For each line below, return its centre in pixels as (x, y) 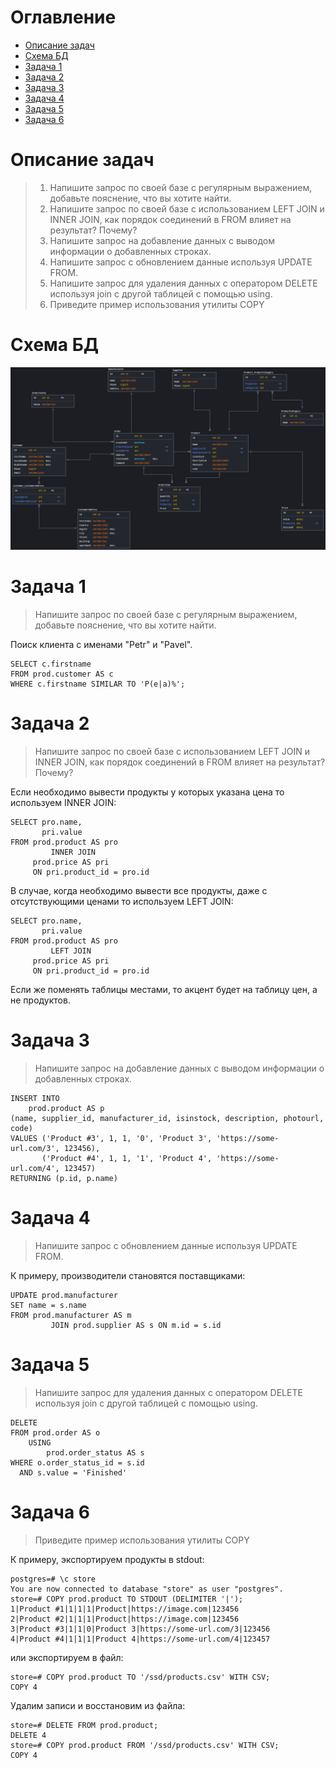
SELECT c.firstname (51, 664)
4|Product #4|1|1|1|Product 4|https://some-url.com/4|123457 (140, 1639)
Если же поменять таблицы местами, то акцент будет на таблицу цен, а (164, 990)
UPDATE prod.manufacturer (64, 1295)
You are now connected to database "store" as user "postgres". (147, 1589)
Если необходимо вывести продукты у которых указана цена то (147, 792)
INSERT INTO (35, 1098)
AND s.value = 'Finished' (73, 1472)
